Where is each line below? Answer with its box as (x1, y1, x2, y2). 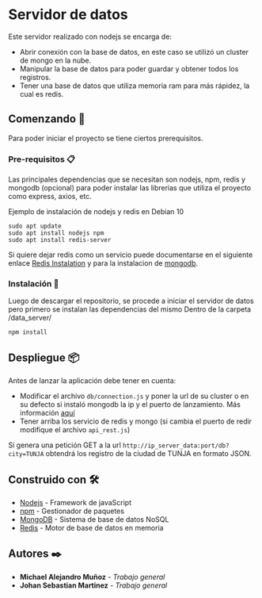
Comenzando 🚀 (8, 113, 85, 126)
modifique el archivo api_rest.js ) (19, 425, 131, 435)
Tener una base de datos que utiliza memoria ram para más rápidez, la (19, 81, 250, 90)
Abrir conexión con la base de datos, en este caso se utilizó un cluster (19, 47, 249, 56)
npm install (8, 328, 47, 336)
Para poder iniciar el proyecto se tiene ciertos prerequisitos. (8, 133, 203, 143)
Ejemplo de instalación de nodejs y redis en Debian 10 (8, 207, 184, 217)
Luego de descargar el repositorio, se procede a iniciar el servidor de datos (8, 296, 255, 306)
